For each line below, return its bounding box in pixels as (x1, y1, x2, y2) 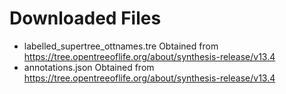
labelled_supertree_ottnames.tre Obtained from (23, 40, 219, 52)
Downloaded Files (9, 7, 162, 30)
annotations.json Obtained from (23, 61, 155, 73)
